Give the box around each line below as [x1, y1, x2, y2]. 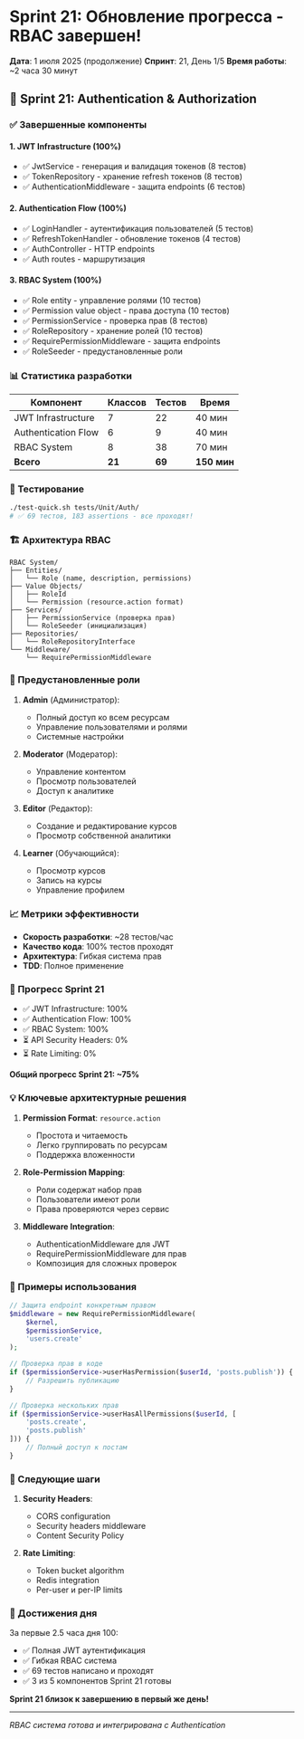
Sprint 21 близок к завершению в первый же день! [9, 1694, 210, 1705]
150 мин [195, 455, 235, 468]
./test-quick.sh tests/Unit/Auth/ [9, 503, 140, 512]
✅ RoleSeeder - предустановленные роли [22, 346, 184, 357]
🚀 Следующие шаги [9, 1473, 101, 1486]
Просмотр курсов [35, 865, 106, 875]
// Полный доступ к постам [25, 1443, 128, 1452]
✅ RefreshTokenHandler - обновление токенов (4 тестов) [22, 233, 242, 244]
